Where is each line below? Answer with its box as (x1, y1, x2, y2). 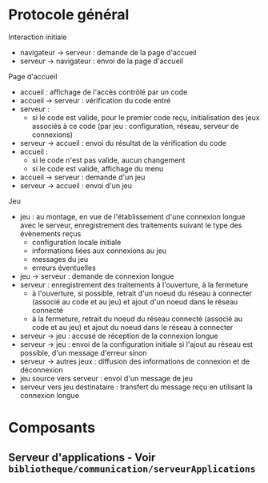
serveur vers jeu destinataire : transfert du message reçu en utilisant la (19, 382, 254, 392)
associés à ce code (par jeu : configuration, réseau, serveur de (31, 121, 239, 131)
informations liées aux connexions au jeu (31, 246, 166, 256)
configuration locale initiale (31, 237, 122, 247)
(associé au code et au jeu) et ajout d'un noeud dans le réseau (31, 296, 238, 306)
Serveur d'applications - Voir (8, 450, 156, 464)
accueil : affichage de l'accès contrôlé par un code (19, 87, 188, 97)
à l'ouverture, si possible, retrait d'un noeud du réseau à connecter (31, 288, 252, 298)
